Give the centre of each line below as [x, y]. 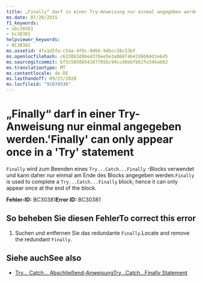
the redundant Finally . [43, 239]
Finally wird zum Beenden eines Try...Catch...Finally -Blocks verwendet [100, 169]
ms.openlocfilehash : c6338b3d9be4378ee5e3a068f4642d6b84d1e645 [87, 56]
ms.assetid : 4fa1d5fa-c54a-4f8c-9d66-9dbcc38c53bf [71, 51]
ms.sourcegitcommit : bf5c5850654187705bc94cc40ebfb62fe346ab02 [87, 62]
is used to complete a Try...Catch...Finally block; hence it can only [92, 181]
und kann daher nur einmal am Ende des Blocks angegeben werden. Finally [100, 175]
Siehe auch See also [44, 258]
